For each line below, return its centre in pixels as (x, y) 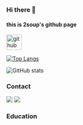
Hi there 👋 (21, 10)
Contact (19, 86)
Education (22, 116)
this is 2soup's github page (41, 25)
